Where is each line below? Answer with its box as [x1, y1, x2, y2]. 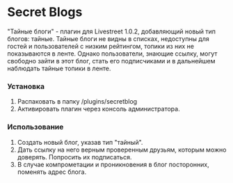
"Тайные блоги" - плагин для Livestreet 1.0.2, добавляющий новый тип [7, 27, 216, 35]
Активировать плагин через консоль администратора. [17, 105, 180, 113]
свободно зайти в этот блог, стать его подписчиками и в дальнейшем [7, 56, 216, 65]
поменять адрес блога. [17, 168, 87, 176]
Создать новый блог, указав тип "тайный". [17, 138, 143, 146]
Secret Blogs [7, 4, 83, 20]
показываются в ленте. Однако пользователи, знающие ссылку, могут [7, 49, 218, 58]
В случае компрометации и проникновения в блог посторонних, [17, 160, 210, 168]
